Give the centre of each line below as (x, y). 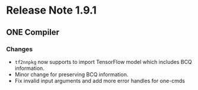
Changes (20, 49)
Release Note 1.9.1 (51, 10)
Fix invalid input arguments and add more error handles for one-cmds (100, 81)
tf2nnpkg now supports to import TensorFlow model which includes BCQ (103, 62)
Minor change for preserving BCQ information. (71, 74)
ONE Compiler (33, 32)
